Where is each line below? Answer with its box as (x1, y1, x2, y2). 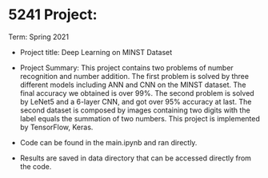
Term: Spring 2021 (8, 32, 70, 42)
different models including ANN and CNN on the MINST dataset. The (19, 80, 246, 89)
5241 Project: (8, 6, 98, 24)
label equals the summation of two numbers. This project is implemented (19, 113, 260, 123)
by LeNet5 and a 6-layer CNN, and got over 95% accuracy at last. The (19, 97, 252, 106)
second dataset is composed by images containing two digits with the (19, 105, 250, 115)
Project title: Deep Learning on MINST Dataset (19, 47, 173, 57)
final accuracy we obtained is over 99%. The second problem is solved (19, 88, 254, 97)
